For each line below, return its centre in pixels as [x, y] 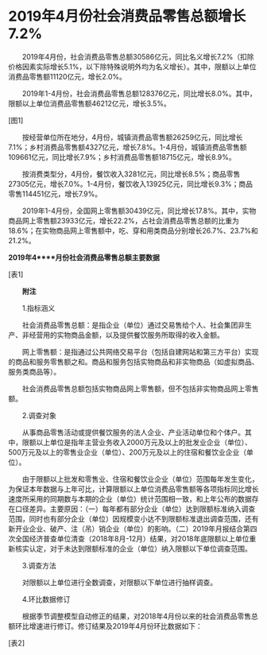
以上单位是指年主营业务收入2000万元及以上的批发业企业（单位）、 [144, 442]
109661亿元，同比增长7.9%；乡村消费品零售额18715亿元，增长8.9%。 [122, 157]
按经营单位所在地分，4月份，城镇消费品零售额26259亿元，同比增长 [132, 137]
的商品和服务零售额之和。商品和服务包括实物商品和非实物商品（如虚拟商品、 [133, 362]
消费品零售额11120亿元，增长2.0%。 [68, 76]
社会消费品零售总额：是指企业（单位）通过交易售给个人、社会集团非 [133, 325]
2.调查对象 [39, 415]
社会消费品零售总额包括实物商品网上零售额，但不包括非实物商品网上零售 [140, 388]
